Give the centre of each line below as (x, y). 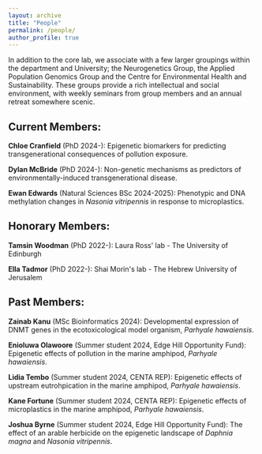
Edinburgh (25, 253)
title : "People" (35, 23)
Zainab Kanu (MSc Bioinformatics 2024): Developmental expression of (124, 321)
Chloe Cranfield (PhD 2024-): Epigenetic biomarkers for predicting (117, 146)
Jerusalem (25, 277)
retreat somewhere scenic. (52, 102)
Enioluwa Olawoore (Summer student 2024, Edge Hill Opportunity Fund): (127, 345)
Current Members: (54, 127)
